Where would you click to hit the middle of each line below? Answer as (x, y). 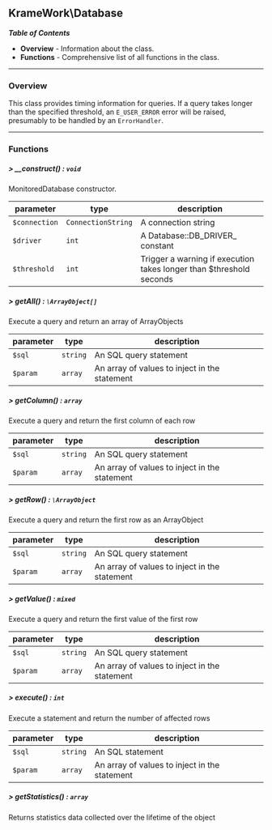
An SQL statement (129, 751)
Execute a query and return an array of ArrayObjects (96, 321)
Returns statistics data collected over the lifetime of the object (112, 817)
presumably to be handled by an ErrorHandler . (86, 121)
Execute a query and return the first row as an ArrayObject (106, 519)
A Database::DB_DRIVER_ (189, 236)
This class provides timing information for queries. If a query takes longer (131, 104)
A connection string (178, 222)
